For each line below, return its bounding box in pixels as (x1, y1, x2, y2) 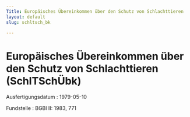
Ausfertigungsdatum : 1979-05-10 (6, 94, 87, 101)
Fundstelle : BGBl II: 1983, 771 (6, 105, 77, 112)
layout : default (6, 14, 45, 20)
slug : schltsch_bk (6, 19, 51, 25)
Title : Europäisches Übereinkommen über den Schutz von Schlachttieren (6, 8, 184, 15)
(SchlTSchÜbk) (6, 74, 82, 87)
